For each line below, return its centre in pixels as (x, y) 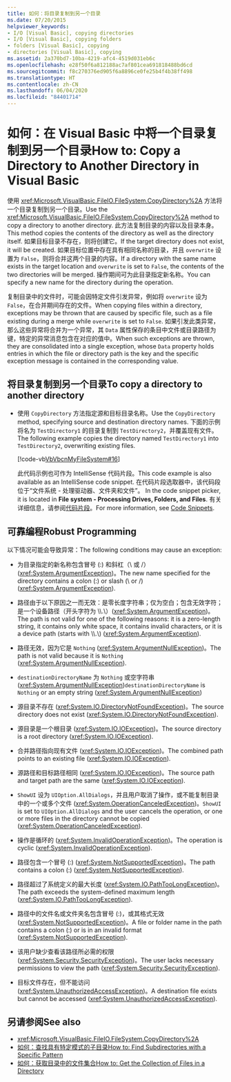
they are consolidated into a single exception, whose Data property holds (111, 346)
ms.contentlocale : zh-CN (43, 84)
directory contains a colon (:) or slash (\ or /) (80, 581)
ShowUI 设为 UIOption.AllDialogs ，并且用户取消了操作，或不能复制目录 (118, 794)
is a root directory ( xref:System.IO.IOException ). (85, 736)
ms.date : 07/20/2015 (37, 20)
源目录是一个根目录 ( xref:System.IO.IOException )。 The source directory (119, 728)
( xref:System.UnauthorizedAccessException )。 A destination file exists (117, 991)
